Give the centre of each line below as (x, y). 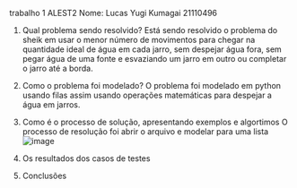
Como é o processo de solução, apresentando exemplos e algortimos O (155, 122)
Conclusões (44, 175)
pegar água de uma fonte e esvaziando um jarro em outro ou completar (154, 59)
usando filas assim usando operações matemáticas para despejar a (147, 95)
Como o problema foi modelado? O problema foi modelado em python (151, 85)
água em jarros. (51, 105)
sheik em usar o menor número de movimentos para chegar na (139, 40)
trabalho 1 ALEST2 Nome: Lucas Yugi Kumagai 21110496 (114, 13)
